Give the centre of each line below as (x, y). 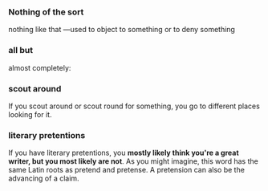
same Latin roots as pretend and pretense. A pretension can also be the (126, 170)
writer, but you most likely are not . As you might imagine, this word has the (133, 161)
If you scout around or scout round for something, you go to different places (134, 106)
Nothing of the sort (46, 12)
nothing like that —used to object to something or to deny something (122, 30)
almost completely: (40, 67)
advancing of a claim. (44, 178)
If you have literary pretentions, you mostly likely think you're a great (124, 153)
